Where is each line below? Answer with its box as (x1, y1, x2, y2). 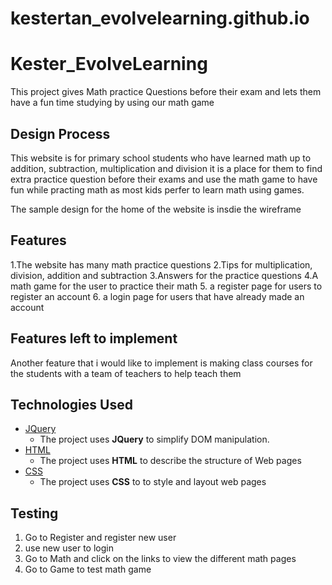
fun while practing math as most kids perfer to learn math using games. (10, 183, 305, 196)
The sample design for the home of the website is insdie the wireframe (10, 203, 302, 215)
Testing (10, 505, 59, 522)
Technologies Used (10, 396, 133, 413)
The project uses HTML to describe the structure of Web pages (39, 455, 302, 467)
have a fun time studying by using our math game (10, 97, 215, 109)
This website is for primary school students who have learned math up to (10, 152, 312, 164)
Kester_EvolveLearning (10, 53, 208, 76)
